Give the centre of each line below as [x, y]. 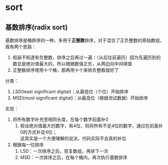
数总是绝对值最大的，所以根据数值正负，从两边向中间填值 [72, 64]
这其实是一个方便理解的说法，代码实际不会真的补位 [73, 138]
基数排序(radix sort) [37, 27]
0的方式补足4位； [38, 132]
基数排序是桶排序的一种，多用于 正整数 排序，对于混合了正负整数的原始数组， [85, 40]
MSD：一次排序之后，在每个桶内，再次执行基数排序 [74, 157]
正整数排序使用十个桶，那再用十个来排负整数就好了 [66, 70]
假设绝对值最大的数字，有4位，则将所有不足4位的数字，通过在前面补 [91, 126]
